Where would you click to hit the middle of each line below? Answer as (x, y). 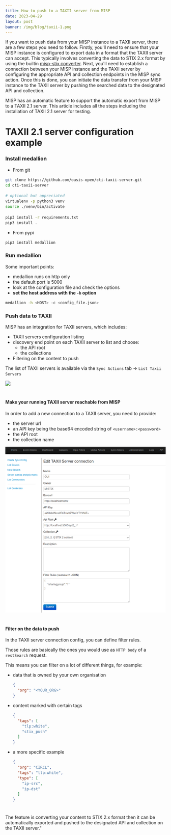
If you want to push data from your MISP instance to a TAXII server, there (82, 42)
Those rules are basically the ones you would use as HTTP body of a (76, 650)
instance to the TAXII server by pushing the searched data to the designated (85, 85)
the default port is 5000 (37, 282)
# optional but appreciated (35, 196)
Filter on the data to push (32, 629)
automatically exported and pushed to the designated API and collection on (84, 823)
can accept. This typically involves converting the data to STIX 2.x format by (85, 58)
